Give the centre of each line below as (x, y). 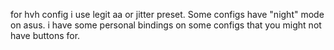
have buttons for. (45, 35)
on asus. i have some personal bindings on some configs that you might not (166, 25)
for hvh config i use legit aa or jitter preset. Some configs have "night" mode (167, 14)
